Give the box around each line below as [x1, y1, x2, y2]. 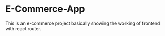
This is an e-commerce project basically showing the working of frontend [5, 20, 160, 26]
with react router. [5, 25, 42, 31]
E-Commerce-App [5, 3, 86, 15]
